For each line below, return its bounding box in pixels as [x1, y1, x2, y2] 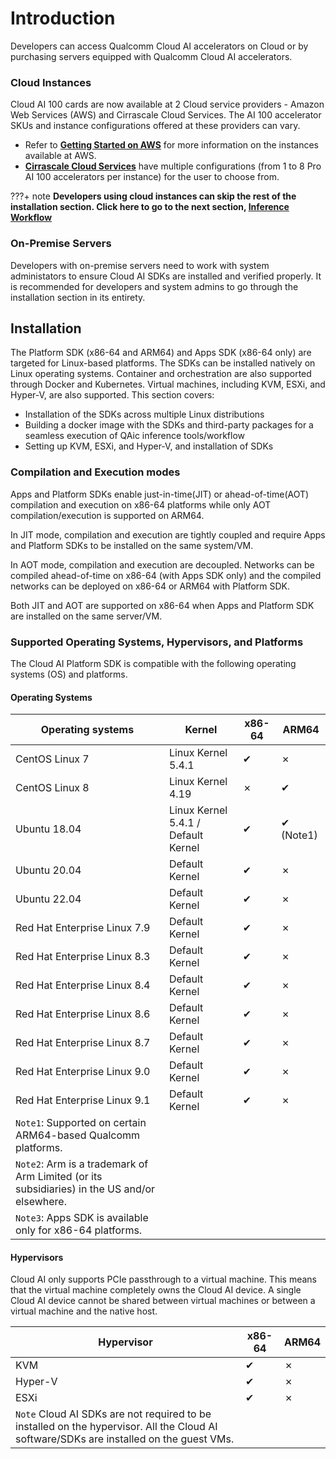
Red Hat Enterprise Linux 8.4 [15, 978, 151, 992]
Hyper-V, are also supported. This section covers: [10, 389, 215, 401]
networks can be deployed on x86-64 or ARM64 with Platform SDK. [10, 580, 291, 592]
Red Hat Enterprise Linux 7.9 [15, 921, 151, 935]
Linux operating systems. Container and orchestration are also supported [10, 368, 312, 380]
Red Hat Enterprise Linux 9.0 [15, 1065, 151, 1079]
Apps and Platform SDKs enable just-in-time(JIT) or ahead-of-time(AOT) [10, 488, 310, 500]
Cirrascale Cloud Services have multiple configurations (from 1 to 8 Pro [24, 160, 322, 172]
